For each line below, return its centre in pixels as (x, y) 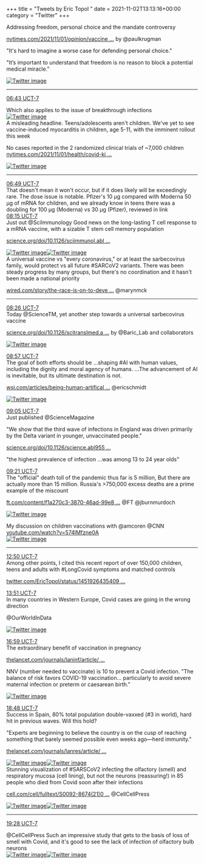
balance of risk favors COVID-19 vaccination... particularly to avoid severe (99, 678)
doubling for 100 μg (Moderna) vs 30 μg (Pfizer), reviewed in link (87, 209)
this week (18, 136)
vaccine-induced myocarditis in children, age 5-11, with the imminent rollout (101, 129)
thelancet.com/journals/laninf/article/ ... (56, 660)
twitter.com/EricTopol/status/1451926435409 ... (66, 581)
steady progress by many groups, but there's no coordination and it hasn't (99, 272)
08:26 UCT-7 (23, 308)
